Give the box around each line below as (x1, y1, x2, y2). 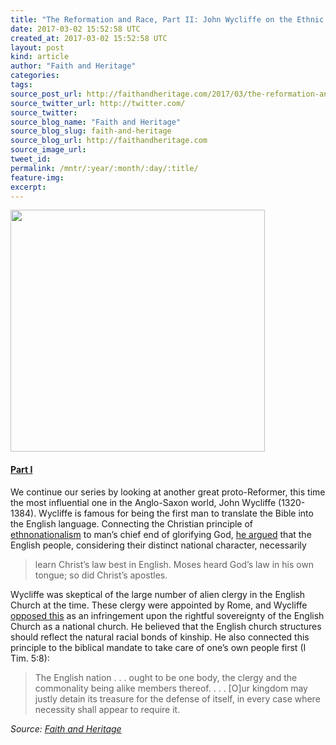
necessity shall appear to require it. (34, 703, 181, 715)
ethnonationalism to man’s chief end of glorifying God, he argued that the (10, 528, 312, 540)
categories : (10, 71, 60, 81)
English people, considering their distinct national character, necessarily (10, 539, 307, 551)
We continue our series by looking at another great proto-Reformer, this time (10, 486, 326, 498)
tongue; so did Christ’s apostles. (34, 569, 168, 581)
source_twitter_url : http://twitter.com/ (10, 98, 186, 108)
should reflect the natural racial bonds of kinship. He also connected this (10, 631, 310, 643)
